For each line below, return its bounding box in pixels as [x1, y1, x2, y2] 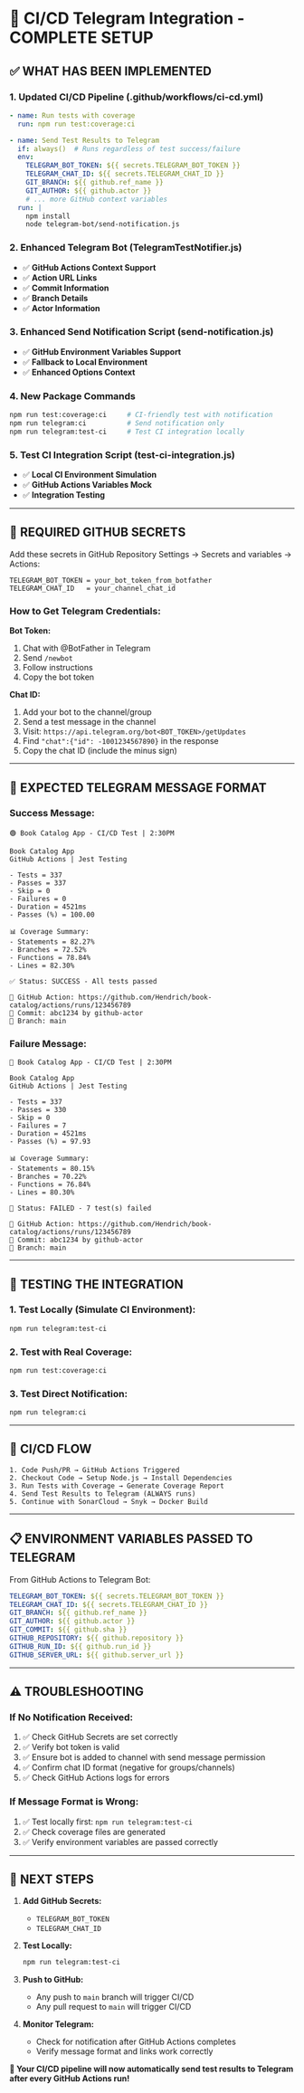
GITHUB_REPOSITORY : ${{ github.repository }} [9, 1633, 184, 1643]
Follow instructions [22, 662, 93, 673]
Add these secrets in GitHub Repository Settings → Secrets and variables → [9, 548, 292, 559]
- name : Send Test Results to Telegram [9, 136, 160, 145]
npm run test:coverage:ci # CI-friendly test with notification [9, 411, 273, 420]
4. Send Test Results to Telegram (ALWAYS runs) [9, 1489, 196, 1498]
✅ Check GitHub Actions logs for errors [22, 1773, 170, 1784]
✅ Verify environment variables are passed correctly [22, 1836, 219, 1847]
